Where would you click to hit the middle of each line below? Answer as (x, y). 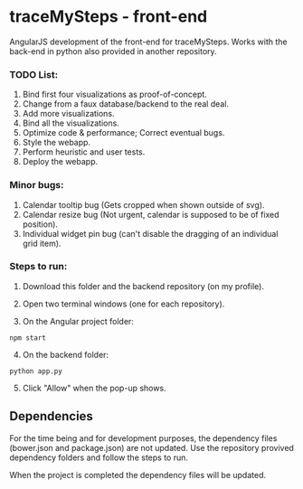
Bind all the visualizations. (71, 123)
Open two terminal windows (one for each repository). (123, 304)
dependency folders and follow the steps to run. (99, 457)
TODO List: (34, 74)
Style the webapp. (57, 143)
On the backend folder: (66, 354)
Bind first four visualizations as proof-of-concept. (115, 94)
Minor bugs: (37, 185)
